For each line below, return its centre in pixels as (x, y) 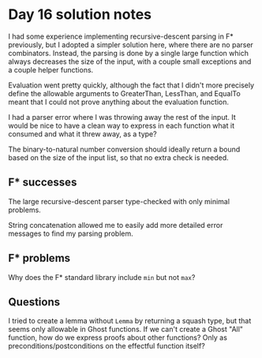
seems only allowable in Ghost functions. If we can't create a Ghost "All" (125, 330)
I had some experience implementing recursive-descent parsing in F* (121, 36)
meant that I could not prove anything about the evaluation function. (119, 102)
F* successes (43, 183)
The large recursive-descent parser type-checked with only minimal (119, 201)
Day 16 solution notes (80, 15)
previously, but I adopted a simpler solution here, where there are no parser (131, 44)
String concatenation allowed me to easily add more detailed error (116, 225)
